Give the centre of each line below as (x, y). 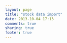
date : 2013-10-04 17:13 (30, 19)
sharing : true (20, 28)
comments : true (21, 23)
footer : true (18, 33)
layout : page (18, 10)
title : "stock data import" (34, 14)
